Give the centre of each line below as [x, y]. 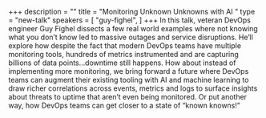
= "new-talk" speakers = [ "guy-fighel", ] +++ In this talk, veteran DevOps [129, 20]
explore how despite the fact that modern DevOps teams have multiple [125, 46]
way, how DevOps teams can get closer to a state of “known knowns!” [124, 105]
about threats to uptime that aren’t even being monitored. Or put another [127, 97]
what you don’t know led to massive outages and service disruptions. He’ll [131, 37]
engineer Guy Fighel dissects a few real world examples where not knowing [133, 28]
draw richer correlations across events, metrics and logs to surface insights [133, 88]
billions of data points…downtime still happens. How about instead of [122, 63]
